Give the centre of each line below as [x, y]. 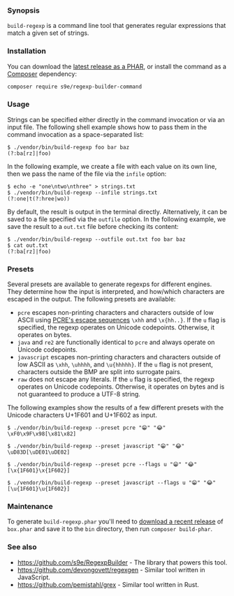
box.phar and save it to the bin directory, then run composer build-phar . [110, 529]
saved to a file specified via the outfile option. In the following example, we [117, 219]
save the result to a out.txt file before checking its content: [93, 226]
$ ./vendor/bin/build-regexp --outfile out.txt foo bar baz [97, 239]
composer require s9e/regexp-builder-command [74, 87]
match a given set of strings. [48, 33]
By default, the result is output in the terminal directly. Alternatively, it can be [117, 211]
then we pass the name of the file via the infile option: [87, 174]
